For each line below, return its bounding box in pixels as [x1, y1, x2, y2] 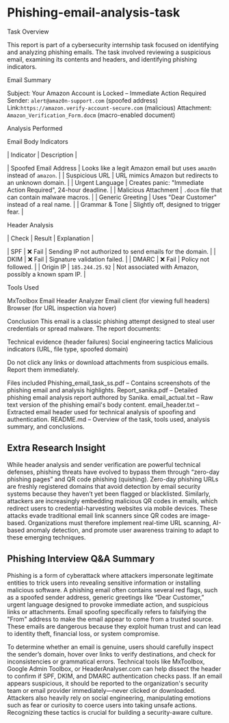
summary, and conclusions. [7, 422, 85, 431]
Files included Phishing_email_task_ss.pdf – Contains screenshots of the [7, 379, 211, 387]
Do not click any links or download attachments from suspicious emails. [7, 358, 209, 366]
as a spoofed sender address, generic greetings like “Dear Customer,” [7, 593, 204, 601]
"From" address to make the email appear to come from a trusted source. [7, 615, 214, 623]
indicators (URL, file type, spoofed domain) [7, 344, 129, 353]
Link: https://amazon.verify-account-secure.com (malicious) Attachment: [7, 103, 212, 112]
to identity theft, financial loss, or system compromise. [7, 629, 161, 637]
